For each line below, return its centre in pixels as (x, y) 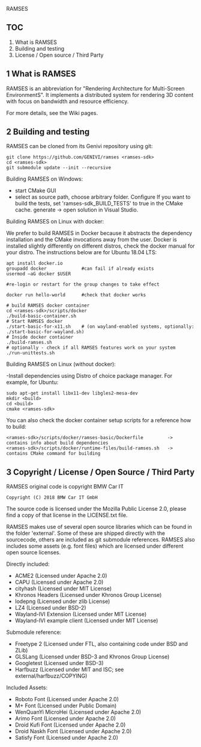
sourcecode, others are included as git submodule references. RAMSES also (100, 540)
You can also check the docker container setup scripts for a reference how (99, 420)
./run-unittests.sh (31, 353)
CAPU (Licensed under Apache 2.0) (59, 582)
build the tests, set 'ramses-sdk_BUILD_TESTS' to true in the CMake (99, 204)
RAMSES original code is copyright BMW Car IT (65, 487)
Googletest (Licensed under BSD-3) (59, 663)
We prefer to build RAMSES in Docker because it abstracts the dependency (99, 233)
